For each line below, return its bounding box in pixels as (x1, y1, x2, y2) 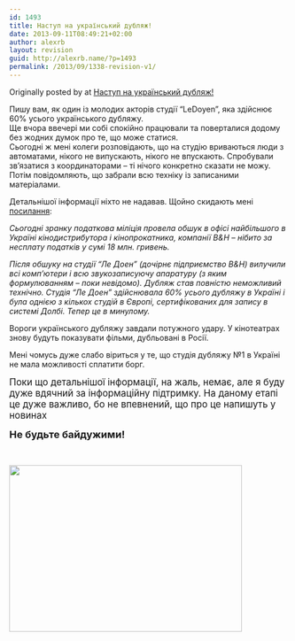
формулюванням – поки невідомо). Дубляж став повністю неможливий (9, 277, 282, 288)
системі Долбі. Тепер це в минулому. (9, 305, 151, 316)
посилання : (9, 205, 53, 216)
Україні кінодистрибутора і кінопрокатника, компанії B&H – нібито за (9, 232, 273, 243)
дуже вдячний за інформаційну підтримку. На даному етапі (9, 387, 279, 399)
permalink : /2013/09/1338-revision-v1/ (9, 63, 157, 72)
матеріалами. (9, 179, 60, 189)
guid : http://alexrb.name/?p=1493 (9, 54, 137, 63)
